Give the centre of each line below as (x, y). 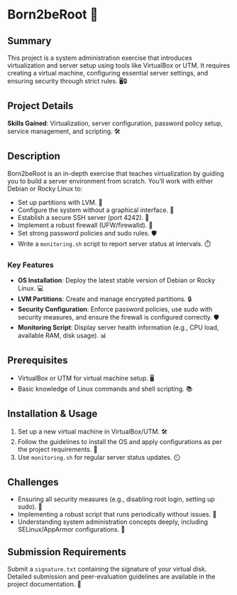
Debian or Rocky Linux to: (45, 189)
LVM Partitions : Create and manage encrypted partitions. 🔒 (105, 299)
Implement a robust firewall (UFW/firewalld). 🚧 (85, 225)
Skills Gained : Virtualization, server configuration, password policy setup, (115, 123)
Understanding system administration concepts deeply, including (112, 522)
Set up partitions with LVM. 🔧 (60, 202)
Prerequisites (38, 360)
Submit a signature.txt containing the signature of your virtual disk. (107, 569)
